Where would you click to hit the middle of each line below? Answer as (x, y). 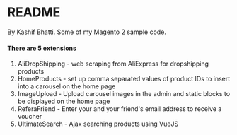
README (34, 12)
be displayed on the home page (64, 101)
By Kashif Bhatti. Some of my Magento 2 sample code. (87, 32)
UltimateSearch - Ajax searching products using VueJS (98, 124)
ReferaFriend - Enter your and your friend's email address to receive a (120, 109)
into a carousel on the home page (67, 86)
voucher (30, 117)
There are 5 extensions (42, 48)
